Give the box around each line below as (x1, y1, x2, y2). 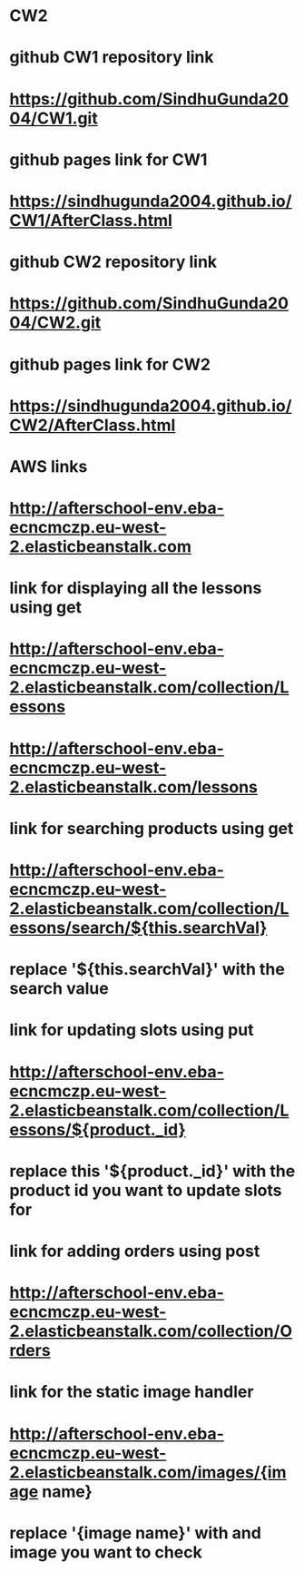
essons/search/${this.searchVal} (9, 918, 268, 938)
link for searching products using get (9, 818, 294, 839)
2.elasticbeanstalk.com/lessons (9, 777, 259, 797)
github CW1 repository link (9, 47, 215, 68)
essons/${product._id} (9, 1119, 186, 1140)
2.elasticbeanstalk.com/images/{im (9, 1462, 287, 1482)
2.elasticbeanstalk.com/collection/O (9, 1321, 293, 1341)
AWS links (9, 456, 88, 476)
